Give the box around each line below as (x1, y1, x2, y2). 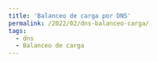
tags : (8, 27, 27, 35)
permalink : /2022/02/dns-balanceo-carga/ (8, 19, 150, 27)
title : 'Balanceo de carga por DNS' (8, 11, 131, 20)
